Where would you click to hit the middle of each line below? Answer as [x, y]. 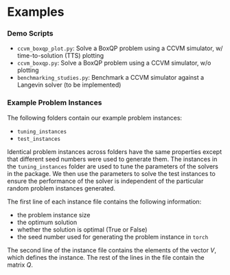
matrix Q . [20, 265]
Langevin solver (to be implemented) [69, 85]
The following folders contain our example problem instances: [95, 118]
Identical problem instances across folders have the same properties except [114, 151]
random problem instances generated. [61, 188]
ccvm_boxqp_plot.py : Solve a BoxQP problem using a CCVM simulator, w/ [120, 48]
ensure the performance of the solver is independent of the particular [105, 181]
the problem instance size [54, 214]
